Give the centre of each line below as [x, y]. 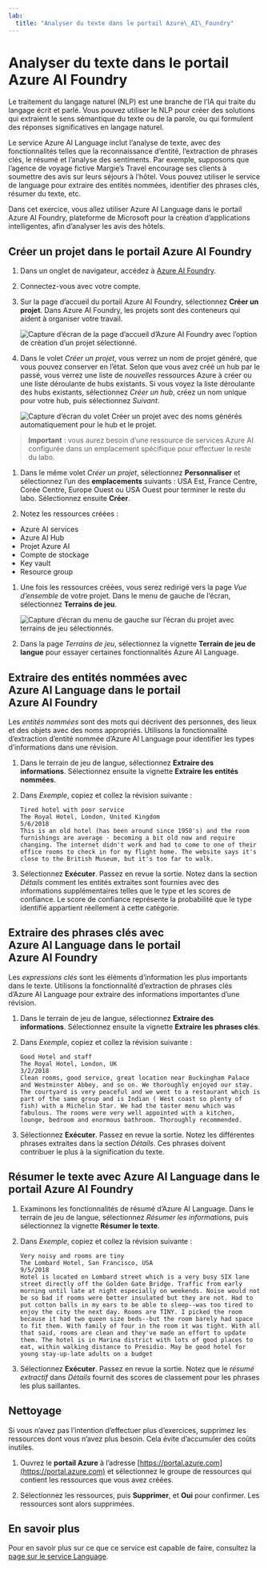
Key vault [35, 563]
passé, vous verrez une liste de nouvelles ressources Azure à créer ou [136, 375]
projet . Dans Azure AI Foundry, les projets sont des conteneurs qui [130, 310]
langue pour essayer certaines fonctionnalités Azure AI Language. [129, 652]
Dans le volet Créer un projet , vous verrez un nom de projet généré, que [138, 358]
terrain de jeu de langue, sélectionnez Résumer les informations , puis [134, 1217]
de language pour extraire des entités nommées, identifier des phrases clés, [134, 186]
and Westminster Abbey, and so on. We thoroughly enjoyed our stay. [136, 1085]
